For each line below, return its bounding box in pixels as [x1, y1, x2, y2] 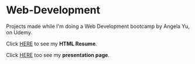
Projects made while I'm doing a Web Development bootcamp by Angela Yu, [6, 23, 190, 30]
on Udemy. [6, 29, 33, 35]
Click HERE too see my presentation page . [6, 51, 110, 58]
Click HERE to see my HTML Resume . [6, 40, 98, 47]
